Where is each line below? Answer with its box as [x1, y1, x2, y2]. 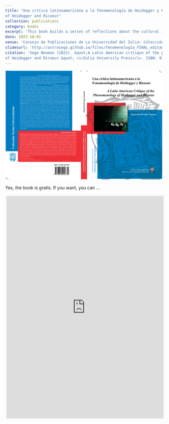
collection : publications [5, 18, 59, 23]
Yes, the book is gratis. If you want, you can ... [5, 185, 100, 191]
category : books [5, 24, 39, 29]
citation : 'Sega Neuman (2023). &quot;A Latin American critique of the [5, 50, 160, 55]
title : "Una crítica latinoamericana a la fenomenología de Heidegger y [5, 8, 160, 13]
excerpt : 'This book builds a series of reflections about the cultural [5, 29, 160, 34]
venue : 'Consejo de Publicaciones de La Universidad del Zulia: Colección [5, 40, 164, 45]
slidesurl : [5, 45, 28, 50]
